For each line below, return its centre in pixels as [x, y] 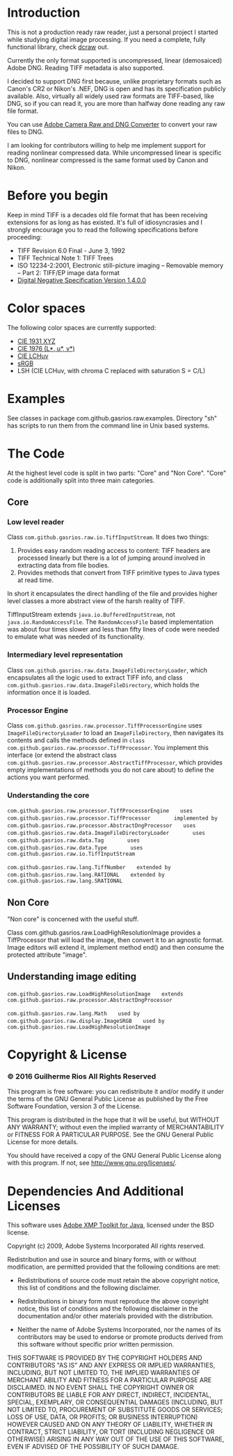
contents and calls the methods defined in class [76, 740]
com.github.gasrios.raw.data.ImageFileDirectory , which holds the [103, 684]
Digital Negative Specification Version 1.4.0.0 [81, 280]
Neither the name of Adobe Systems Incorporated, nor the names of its [119, 1330]
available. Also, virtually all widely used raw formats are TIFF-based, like [111, 96]
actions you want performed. [49, 777]
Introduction [44, 13]
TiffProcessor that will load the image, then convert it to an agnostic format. [115, 940]
